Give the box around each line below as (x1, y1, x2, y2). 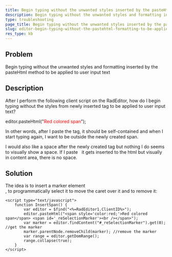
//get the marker (5, 225, 42, 230)
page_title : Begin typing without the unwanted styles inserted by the (5, 21, 161, 27)
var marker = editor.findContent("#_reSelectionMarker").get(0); (24, 220, 166, 225)
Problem (5, 50, 33, 59)
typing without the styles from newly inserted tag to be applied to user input (5, 103, 165, 109)
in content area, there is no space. (5, 154, 78, 160)
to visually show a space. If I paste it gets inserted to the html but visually (5, 149, 162, 155)
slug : (5, 27, 17, 32)
